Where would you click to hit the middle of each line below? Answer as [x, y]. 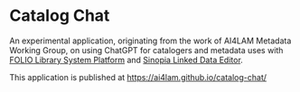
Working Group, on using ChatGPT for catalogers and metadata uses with [146, 50]
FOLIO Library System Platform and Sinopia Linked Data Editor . [127, 60]
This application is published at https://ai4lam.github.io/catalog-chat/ [138, 77]
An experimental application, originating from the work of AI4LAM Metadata [150, 41]
